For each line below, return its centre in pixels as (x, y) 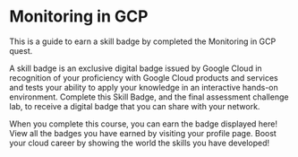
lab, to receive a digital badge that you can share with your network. (135, 106)
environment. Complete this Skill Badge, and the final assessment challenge (149, 97)
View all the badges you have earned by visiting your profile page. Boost (143, 133)
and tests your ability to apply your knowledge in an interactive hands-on (144, 87)
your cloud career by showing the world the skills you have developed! (140, 143)
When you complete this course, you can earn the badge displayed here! (143, 124)
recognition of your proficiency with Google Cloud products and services (144, 77)
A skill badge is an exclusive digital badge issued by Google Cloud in (136, 68)
